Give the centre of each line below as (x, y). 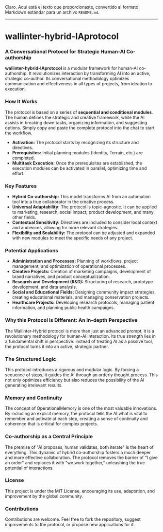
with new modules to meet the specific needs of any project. (73, 238)
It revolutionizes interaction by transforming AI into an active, (90, 73)
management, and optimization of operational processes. (69, 266)
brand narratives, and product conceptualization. (61, 276)
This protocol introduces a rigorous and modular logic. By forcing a (72, 369)
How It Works (21, 102)
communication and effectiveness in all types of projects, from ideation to (79, 84)
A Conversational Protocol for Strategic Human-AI (65, 52)
